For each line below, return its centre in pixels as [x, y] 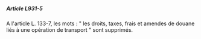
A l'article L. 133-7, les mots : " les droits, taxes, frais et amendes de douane [101, 23]
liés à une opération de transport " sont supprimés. [70, 29]
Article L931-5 [25, 8]
